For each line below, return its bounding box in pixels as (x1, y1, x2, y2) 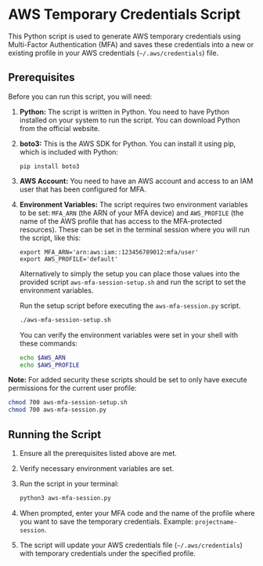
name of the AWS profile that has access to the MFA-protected (19, 216, 222, 225)
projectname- (194, 518, 237, 526)
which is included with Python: (19, 147, 119, 156)
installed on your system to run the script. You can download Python (19, 115, 240, 125)
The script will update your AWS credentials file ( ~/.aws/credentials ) (19, 540, 243, 550)
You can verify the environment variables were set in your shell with (19, 330, 239, 339)
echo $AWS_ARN (19, 353, 66, 362)
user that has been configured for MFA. (19, 184, 147, 194)
